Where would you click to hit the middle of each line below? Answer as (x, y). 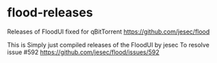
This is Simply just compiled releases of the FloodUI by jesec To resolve (108, 45)
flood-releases (50, 13)
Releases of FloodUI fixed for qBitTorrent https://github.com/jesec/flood (108, 32)
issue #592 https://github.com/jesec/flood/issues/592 (83, 52)
